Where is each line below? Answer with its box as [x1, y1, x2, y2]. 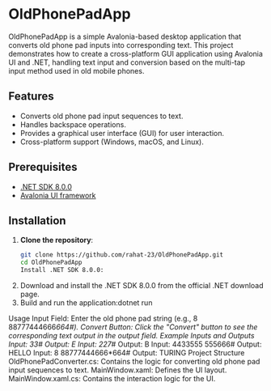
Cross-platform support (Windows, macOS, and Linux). [19, 137, 204, 147]
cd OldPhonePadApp [19, 258, 83, 267]
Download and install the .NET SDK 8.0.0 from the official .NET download [19, 281, 265, 290]
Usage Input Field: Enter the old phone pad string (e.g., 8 [8, 313, 198, 323]
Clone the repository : [19, 236, 94, 245]
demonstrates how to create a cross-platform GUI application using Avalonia [8, 49, 263, 58]
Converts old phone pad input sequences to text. [19, 111, 184, 121]
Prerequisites [8, 160, 78, 174]
